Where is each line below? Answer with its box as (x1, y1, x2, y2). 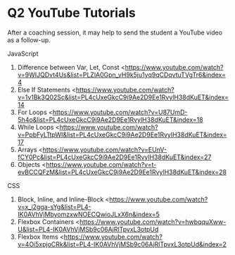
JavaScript (7, 49, 39, 58)
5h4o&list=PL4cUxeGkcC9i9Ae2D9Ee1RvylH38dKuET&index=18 (17, 115, 203, 124)
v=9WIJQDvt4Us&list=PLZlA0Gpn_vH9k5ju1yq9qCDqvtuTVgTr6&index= (17, 70, 227, 79)
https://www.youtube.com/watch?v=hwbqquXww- (80, 217, 227, 226)
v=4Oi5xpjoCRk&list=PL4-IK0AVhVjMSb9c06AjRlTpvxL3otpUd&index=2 (17, 240, 227, 248)
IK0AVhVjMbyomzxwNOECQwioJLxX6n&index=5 (17, 210, 160, 218)
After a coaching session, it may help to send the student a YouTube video (7, 28, 223, 37)
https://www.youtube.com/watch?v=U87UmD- (52, 108, 188, 116)
